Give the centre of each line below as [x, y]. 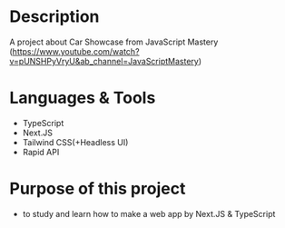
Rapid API [41, 152]
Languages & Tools [83, 98]
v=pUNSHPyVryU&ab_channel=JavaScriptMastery [104, 61]
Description [54, 17]
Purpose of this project [98, 189]
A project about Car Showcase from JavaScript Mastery [114, 42]
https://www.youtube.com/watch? [76, 51]
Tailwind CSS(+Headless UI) [75, 142]
